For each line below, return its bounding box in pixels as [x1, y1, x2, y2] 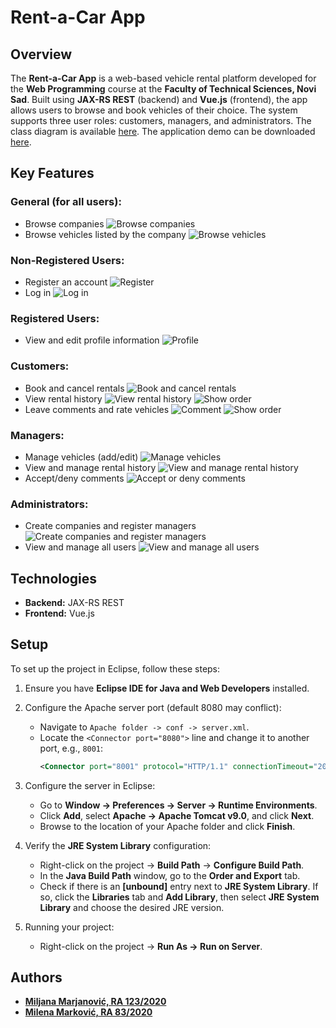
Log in [24, 286, 52, 298]
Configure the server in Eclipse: [24, 779, 156, 791]
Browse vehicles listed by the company [24, 228, 187, 240]
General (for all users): [10, 195, 122, 209]
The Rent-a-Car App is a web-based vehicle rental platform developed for [10, 72, 317, 84]
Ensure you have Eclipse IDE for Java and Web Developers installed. [24, 682, 310, 694]
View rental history [24, 392, 103, 405]
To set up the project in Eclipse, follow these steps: [10, 662, 221, 675]
